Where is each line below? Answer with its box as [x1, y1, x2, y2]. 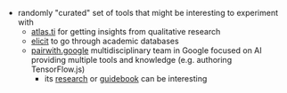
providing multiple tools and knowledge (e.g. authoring [30, 55, 233, 65]
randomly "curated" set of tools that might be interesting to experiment [17, 8, 279, 18]
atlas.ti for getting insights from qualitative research [30, 27, 221, 36]
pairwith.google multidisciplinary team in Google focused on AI [30, 45, 263, 56]
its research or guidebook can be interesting [44, 74, 208, 83]
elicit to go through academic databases [30, 35, 180, 46]
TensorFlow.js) [30, 64, 86, 74]
